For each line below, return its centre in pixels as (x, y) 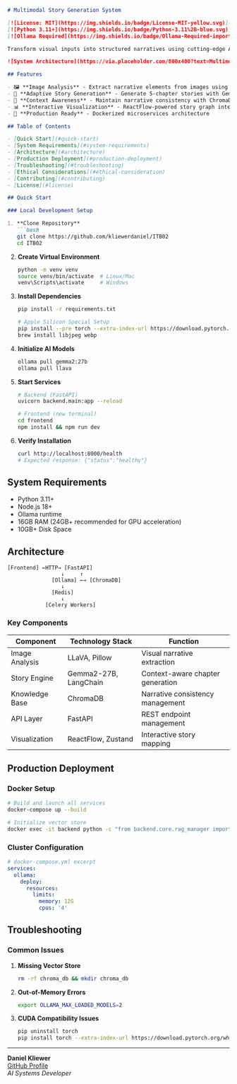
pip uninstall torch (48, 1032)
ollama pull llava (44, 368)
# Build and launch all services (56, 803)
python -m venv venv (48, 270)
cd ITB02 (29, 243)
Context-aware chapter (181, 674)
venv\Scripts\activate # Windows (73, 283)
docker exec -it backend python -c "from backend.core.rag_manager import (120, 829)
